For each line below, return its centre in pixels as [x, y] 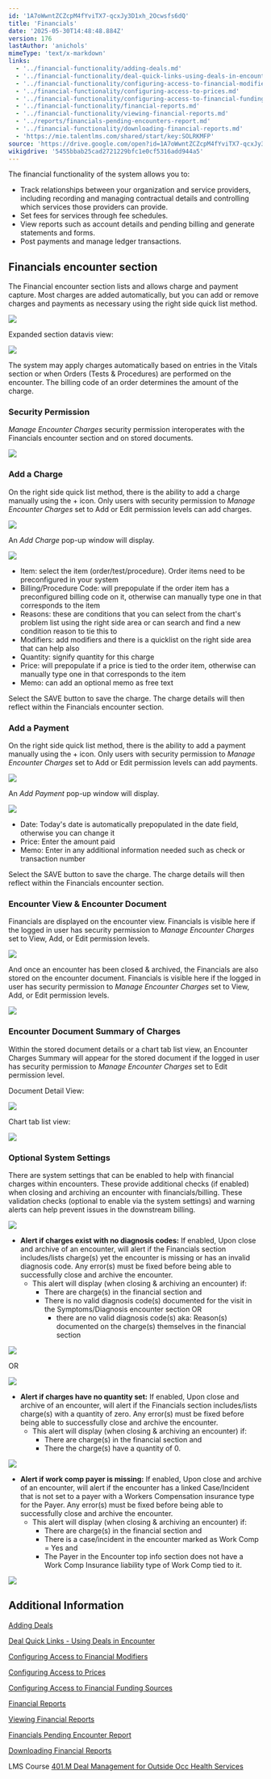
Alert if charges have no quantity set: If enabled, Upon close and [129, 1396]
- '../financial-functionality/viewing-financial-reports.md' [122, 114]
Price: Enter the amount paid [67, 841]
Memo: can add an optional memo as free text [96, 682]
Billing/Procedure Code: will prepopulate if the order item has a [125, 588]
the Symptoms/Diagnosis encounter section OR [123, 1309]
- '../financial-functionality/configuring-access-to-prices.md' [128, 91]
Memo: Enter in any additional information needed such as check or [132, 850]
